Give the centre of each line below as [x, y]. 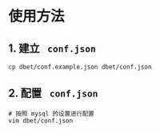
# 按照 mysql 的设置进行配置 [51, 113]
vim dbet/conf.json [41, 120]
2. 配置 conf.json [53, 94]
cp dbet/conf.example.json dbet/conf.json [80, 67]
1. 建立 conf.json [52, 48]
